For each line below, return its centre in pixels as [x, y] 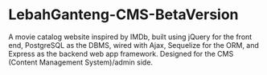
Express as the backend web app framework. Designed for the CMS [121, 53]
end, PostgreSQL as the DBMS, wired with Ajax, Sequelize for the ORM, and [134, 45]
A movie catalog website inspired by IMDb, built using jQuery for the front [130, 37]
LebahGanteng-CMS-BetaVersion [123, 15]
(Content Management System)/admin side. [81, 62]
